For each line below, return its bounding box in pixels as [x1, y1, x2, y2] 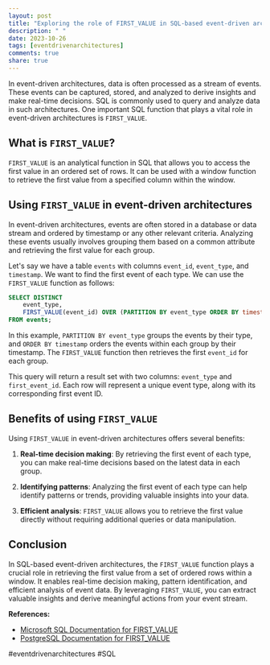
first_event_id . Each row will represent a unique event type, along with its [8, 380, 256, 390]
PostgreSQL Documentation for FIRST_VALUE [19, 633, 170, 642]
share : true [8, 57, 48, 65]
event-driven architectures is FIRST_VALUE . [8, 113, 148, 122]
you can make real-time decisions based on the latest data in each [19, 457, 240, 467]
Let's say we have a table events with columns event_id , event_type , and [8, 261, 249, 271]
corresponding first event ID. [8, 389, 103, 399]
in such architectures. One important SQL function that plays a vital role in [8, 104, 253, 114]
